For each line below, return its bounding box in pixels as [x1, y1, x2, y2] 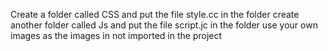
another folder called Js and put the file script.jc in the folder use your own [10, 19, 318, 31]
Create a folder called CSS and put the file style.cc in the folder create [10, 9, 300, 20]
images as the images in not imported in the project [10, 30, 223, 41]
